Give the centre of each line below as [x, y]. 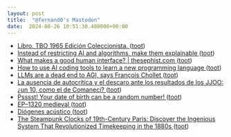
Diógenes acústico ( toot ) [53, 112]
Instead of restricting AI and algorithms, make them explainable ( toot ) [116, 53]
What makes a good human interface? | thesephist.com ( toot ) [104, 61]
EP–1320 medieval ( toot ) [52, 105]
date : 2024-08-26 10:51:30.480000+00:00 [68, 26]
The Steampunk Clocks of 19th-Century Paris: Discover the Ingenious [116, 119]
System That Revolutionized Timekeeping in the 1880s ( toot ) [103, 126]
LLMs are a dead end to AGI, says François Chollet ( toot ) [98, 75]
